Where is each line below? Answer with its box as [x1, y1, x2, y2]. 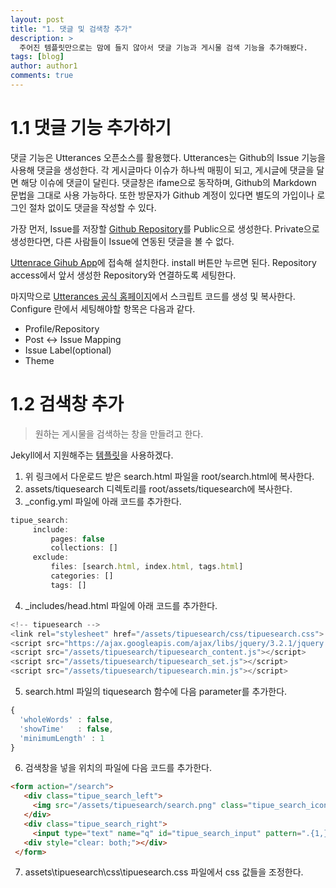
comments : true [10, 71, 74, 81]
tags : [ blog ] [10, 52, 65, 62]
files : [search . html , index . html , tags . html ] [50, 562, 244, 572]
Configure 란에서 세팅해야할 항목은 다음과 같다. [10, 302, 196, 315]
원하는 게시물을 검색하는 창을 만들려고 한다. [34, 427, 204, 440]
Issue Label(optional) [24, 344, 112, 356]
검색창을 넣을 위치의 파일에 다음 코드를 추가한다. [24, 762, 212, 774]
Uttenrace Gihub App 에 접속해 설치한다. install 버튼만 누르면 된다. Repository [10, 256, 317, 268]
